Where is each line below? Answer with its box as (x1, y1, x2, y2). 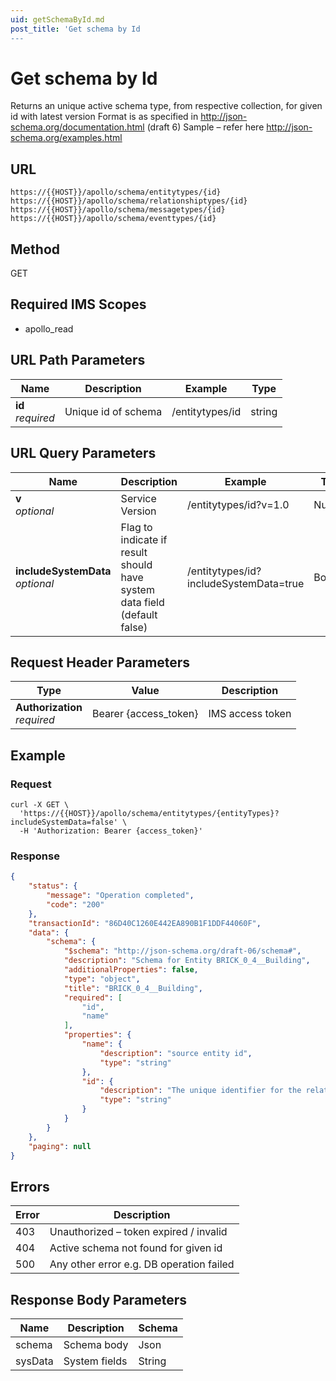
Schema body (63, 1338, 129, 1352)
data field (120, 595, 165, 609)
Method (10, 241, 61, 258)
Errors (10, 1178, 50, 1195)
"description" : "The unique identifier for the (99, 1086, 302, 1096)
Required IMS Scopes (10, 296, 147, 313)
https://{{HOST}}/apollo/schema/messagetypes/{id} (10, 205, 226, 215)
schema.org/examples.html (10, 132, 123, 144)
